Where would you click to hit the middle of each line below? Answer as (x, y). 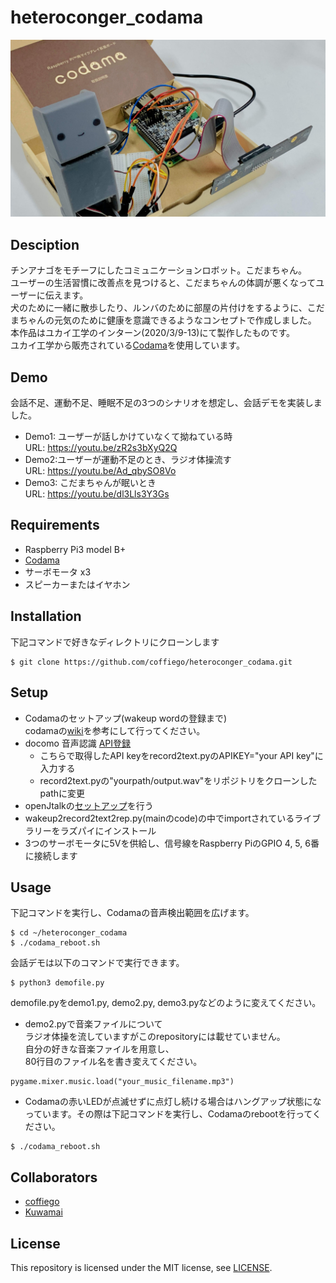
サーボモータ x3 (58, 572)
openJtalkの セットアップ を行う (89, 805)
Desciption (45, 244)
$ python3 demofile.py (57, 983)
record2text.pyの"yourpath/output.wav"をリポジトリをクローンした (178, 780)
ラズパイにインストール (108, 830)
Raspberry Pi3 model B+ (75, 549)
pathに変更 (62, 793)
